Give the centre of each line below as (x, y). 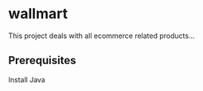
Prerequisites (42, 61)
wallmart (38, 14)
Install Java (27, 79)
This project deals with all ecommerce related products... (101, 36)
